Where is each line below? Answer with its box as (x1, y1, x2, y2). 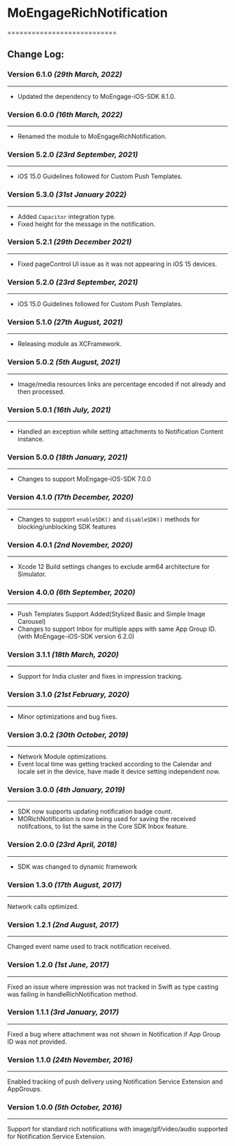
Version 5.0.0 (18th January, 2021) (7, 452, 128, 462)
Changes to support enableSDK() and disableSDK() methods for (17, 514, 200, 524)
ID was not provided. (7, 1037, 67, 1046)
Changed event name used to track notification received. (7, 942, 171, 951)
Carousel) (17, 618, 46, 626)
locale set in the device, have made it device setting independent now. (17, 767, 220, 776)
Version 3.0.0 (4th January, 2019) (7, 785, 125, 794)
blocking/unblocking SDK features (17, 522, 117, 531)
